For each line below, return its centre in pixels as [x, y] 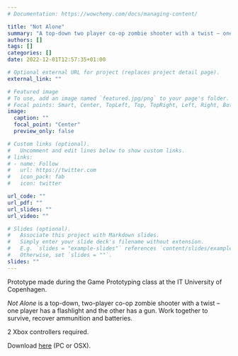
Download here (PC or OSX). [49, 345]
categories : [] [30, 53]
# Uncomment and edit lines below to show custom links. [96, 150]
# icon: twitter [34, 184]
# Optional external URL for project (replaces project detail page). [114, 72]
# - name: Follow [33, 163]
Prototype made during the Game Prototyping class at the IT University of [115, 282]
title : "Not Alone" [36, 27]
